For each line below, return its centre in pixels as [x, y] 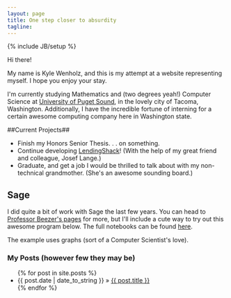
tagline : [20, 26]
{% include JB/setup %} [42, 47]
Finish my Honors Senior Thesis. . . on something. [88, 143]
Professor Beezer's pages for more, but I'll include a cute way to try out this [115, 219]
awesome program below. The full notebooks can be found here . [100, 226]
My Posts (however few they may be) [71, 258]
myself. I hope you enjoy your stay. [57, 81]
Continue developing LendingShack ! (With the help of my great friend [117, 151]
